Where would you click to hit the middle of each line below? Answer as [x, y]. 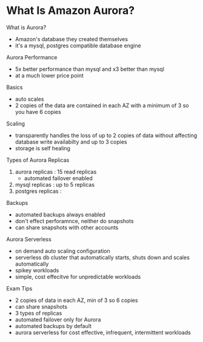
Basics [15, 87]
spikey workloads [37, 270]
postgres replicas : [38, 191]
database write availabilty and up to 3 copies [71, 142]
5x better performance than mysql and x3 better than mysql [90, 69]
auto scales [29, 99]
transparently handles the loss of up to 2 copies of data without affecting [106, 135]
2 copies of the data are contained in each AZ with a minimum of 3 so [102, 105]
